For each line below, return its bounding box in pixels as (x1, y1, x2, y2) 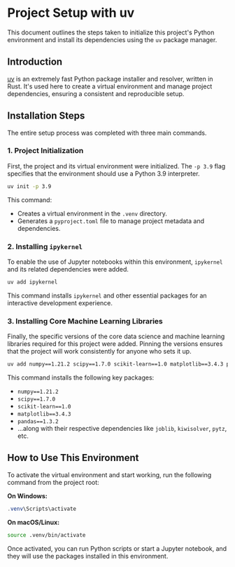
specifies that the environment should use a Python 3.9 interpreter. (7, 169, 200, 178)
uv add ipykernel (7, 279, 58, 286)
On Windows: (7, 491, 48, 500)
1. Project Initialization (7, 146, 84, 156)
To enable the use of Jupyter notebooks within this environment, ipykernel (7, 258, 223, 266)
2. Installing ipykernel (7, 241, 83, 251)
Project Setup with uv (7, 5, 135, 21)
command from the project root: (7, 478, 99, 486)
